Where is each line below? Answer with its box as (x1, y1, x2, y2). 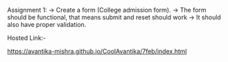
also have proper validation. (7, 21, 87, 28)
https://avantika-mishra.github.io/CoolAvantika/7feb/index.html (7, 48, 187, 55)
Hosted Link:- (7, 34, 46, 42)
